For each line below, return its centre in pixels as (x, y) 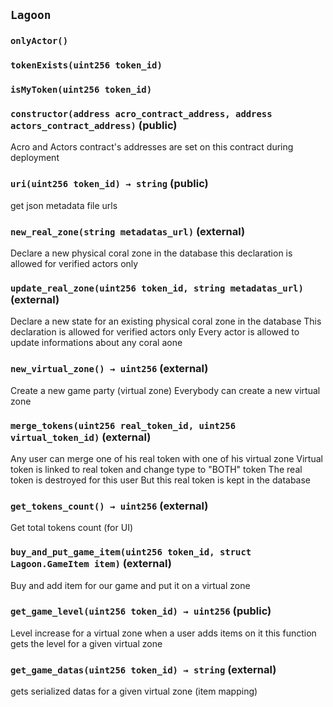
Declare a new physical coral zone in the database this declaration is (151, 253)
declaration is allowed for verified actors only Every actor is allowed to (155, 332)
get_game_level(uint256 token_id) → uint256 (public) (141, 611)
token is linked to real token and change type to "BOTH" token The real (156, 469)
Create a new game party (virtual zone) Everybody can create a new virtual (165, 390)
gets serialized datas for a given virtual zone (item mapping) (134, 691)
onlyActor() (39, 41)
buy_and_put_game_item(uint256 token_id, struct (131, 552)
